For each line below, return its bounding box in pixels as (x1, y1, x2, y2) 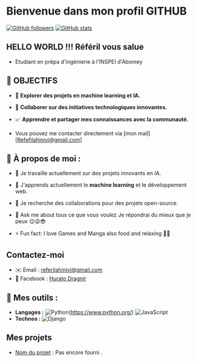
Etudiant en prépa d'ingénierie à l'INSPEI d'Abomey (15, 58, 143, 65)
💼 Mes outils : (6, 292, 59, 303)
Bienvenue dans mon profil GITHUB (6, 4, 187, 18)
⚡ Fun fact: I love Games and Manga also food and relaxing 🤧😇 (15, 230, 170, 237)
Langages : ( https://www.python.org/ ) (15, 309, 134, 316)
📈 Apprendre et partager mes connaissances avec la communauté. (15, 115, 189, 122)
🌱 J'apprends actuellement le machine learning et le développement (15, 181, 187, 189)
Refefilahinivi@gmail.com (17, 136, 80, 143)
